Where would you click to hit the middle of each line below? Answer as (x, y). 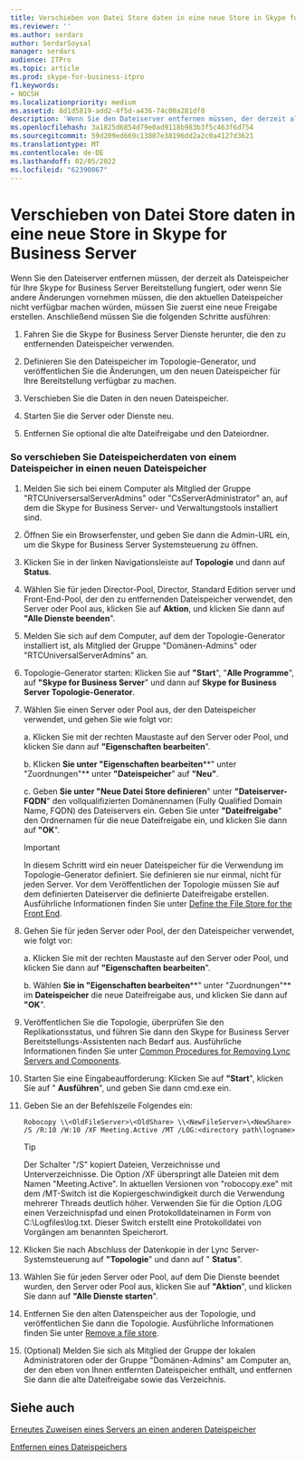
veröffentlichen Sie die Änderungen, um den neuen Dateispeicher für (152, 371)
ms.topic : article (45, 69)
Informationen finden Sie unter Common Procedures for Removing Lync (157, 1051)
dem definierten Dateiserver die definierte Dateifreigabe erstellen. (146, 894)
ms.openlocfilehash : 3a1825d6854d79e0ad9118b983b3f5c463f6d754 (132, 128)
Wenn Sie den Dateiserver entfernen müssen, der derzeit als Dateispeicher (149, 279)
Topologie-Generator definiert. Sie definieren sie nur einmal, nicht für (152, 874)
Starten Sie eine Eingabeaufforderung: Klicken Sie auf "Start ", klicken (153, 1078)
